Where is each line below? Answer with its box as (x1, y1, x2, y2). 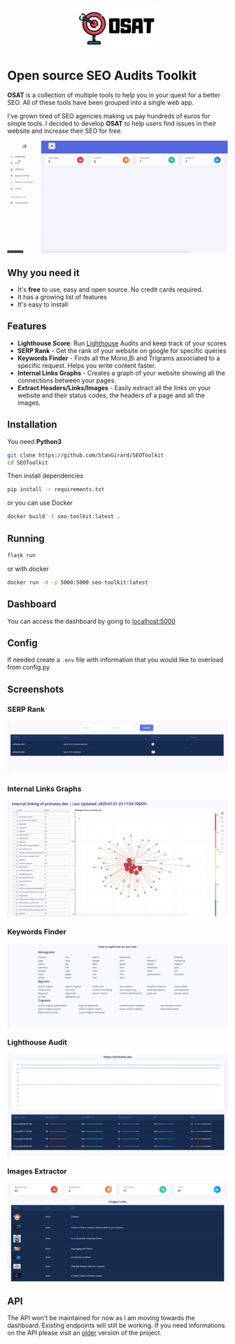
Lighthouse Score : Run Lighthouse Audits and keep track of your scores (17, 338, 227, 348)
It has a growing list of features (17, 293, 107, 301)
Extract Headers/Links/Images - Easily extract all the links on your (17, 383, 211, 392)
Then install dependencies (7, 471, 84, 480)
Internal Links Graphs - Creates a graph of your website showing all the (17, 369, 226, 377)
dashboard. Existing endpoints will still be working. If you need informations (7, 1321, 225, 1330)
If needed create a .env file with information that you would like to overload (7, 656, 224, 664)
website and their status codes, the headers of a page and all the (17, 391, 205, 399)
